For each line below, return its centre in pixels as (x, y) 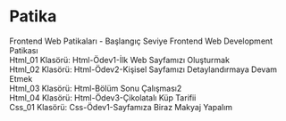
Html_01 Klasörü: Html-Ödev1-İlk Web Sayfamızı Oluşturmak (120, 60)
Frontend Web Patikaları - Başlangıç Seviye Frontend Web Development (141, 41)
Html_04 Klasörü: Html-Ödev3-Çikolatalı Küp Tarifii (103, 97)
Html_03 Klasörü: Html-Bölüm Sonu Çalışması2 (96, 88)
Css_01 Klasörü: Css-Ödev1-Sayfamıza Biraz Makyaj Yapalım (121, 107)
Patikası (24, 50)
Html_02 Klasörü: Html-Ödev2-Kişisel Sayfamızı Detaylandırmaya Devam (143, 69)
